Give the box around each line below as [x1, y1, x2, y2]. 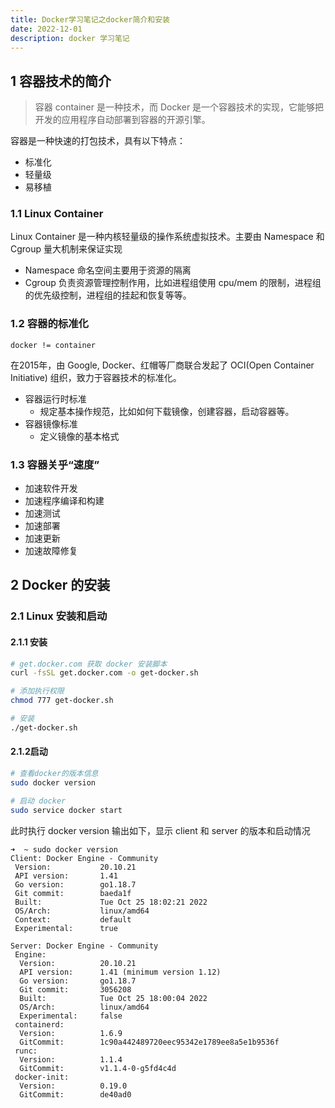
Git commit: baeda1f [14, 888, 132, 898]
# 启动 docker [10, 796, 67, 806]
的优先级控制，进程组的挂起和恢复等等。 [24, 289, 192, 301]
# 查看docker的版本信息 [10, 769, 99, 779]
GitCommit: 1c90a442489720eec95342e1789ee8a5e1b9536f [19, 1037, 280, 1047]
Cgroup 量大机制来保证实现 [10, 243, 123, 255]
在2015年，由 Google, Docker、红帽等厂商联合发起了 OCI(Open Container [10, 359, 315, 371]
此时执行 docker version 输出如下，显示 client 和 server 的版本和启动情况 [10, 824, 311, 836]
